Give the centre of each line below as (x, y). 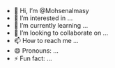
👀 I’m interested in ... (43, 18)
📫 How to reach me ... (46, 41)
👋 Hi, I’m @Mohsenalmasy (51, 11)
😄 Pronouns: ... (36, 51)
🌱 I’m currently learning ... (51, 25)
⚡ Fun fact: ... (33, 58)
